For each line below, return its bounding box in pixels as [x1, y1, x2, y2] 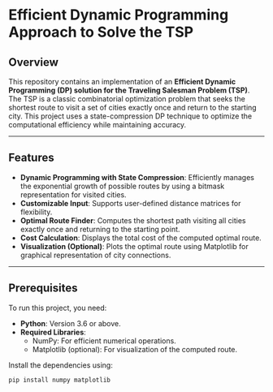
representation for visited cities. [19, 189, 128, 200]
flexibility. [19, 207, 53, 217]
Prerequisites [8, 282, 78, 295]
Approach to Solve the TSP [8, 23, 193, 41]
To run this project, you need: [8, 303, 107, 312]
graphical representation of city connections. [19, 250, 171, 260]
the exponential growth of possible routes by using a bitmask [19, 181, 225, 191]
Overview [8, 55, 59, 69]
